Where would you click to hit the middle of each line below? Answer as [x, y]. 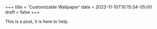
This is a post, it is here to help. [37, 22]
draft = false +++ [23, 12]
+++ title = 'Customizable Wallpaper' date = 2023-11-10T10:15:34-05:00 [78, 7]
